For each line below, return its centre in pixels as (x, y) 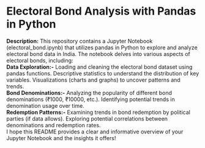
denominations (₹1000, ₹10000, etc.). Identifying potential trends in (91, 99)
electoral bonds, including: (40, 60)
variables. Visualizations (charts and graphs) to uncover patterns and (93, 80)
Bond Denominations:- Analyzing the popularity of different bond (89, 93)
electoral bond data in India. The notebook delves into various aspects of (99, 54)
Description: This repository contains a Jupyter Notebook (80, 41)
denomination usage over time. (45, 105)
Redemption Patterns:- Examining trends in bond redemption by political (99, 112)
